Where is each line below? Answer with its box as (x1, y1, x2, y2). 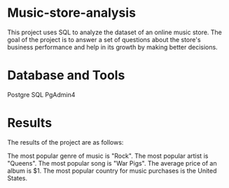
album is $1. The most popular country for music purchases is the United (7, 166, 217, 175)
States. (7, 173, 28, 182)
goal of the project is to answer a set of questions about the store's (7, 35, 201, 43)
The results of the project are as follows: (7, 138, 124, 146)
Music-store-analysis (7, 5, 137, 21)
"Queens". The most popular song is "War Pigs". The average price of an (7, 159, 217, 167)
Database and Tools (7, 68, 125, 83)
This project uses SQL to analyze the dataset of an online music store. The (7, 28, 223, 36)
